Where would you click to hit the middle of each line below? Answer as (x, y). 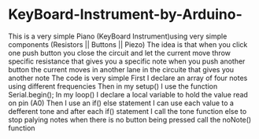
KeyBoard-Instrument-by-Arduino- (125, 15)
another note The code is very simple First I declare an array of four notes (128, 78)
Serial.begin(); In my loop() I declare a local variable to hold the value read (128, 94)
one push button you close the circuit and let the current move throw (119, 53)
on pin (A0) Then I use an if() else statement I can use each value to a (121, 103)
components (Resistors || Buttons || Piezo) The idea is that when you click (128, 44)
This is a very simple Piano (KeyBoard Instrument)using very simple (118, 36)
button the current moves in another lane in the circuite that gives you (121, 69)
